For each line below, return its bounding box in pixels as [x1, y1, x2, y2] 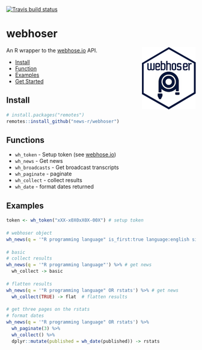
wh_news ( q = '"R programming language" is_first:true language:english [6, 236, 189, 243]
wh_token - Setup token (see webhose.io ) [14, 151, 117, 158]
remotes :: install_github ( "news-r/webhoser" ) [6, 118, 120, 124]
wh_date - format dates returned [14, 183, 94, 190]
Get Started [14, 77, 44, 84]
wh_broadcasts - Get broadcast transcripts [14, 164, 119, 171]
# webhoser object [6, 230, 52, 236]
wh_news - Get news [14, 157, 63, 165]
